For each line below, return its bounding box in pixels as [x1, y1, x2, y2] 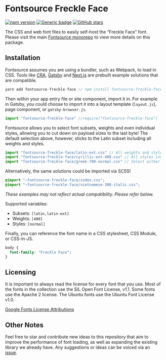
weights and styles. [5, 140, 45, 146]
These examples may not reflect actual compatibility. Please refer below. [5, 191, 154, 197]
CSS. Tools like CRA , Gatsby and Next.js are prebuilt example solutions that [5, 72, 158, 78]
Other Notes [5, 320, 43, 329]
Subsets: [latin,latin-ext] [12, 210, 69, 216]
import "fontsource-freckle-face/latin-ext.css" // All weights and [5, 150, 149, 155]
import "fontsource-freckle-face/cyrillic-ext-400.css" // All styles [5, 155, 154, 160]
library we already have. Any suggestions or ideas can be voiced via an [5, 344, 150, 351]
